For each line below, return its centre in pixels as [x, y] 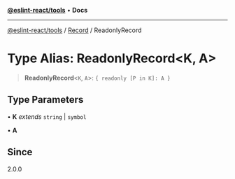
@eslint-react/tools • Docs [48, 10]
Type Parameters [45, 100]
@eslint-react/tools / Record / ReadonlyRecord [74, 30]
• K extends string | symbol [47, 116]
